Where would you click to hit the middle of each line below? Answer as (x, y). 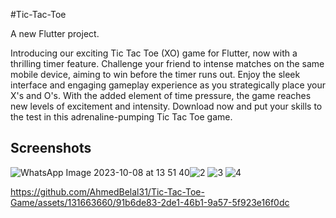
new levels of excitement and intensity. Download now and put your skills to (166, 106)
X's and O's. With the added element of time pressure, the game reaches (161, 95)
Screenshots (51, 148)
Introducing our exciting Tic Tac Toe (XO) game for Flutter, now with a (154, 53)
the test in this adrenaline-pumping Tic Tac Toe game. (121, 117)
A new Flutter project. (55, 33)
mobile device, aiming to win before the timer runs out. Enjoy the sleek (155, 74)
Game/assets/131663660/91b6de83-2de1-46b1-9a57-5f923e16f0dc (150, 202)
